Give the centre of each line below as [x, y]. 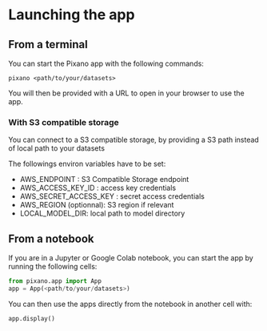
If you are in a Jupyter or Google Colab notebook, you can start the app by [131, 258]
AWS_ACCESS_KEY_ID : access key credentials [98, 188]
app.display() [32, 318]
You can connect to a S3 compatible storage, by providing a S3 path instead [134, 140]
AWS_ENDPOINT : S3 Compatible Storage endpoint [104, 180]
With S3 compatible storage [64, 122]
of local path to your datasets [57, 148]
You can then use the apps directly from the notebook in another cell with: [130, 304]
